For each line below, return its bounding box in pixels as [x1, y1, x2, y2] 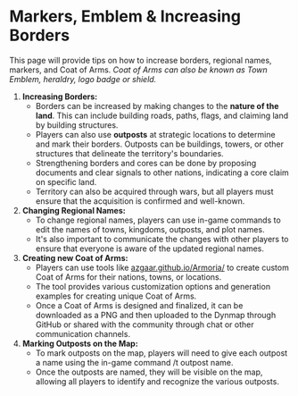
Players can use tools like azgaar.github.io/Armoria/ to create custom [35, 262, 290, 273]
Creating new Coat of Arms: [21, 252, 128, 263]
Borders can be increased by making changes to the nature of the [35, 100, 279, 111]
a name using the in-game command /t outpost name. [35, 357, 234, 367]
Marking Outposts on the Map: [21, 338, 138, 349]
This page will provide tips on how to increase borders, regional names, [9, 55, 272, 65]
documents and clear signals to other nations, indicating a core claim [35, 167, 290, 178]
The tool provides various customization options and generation [35, 281, 270, 291]
